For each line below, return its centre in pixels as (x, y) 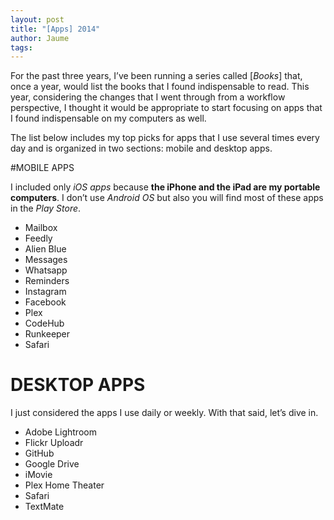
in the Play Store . (46, 208)
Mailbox (41, 228)
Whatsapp (46, 270)
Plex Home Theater (64, 485)
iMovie (38, 475)
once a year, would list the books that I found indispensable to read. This (160, 87)
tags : (21, 47)
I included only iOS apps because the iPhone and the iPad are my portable (165, 187)
